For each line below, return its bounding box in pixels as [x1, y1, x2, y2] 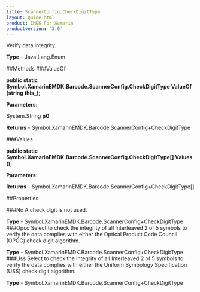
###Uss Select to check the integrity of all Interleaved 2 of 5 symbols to [6, 255, 184, 262]
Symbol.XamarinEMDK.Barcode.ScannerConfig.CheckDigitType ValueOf [6, 83, 192, 90]
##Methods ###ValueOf [6, 65, 66, 72]
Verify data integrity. [6, 42, 57, 49]
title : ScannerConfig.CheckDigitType [6, 8, 101, 15]
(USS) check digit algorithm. [6, 267, 76, 275]
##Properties [6, 195, 39, 202]
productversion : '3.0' [6, 25, 63, 32]
